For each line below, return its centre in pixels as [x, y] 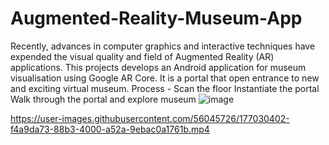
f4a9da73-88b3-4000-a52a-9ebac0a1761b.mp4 [110, 129]
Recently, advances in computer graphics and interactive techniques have [163, 46]
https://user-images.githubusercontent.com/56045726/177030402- [150, 118]
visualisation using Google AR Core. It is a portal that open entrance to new [165, 78]
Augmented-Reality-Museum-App [156, 18]
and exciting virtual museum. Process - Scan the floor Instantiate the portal [165, 88]
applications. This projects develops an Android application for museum [158, 67]
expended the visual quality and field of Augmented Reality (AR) [142, 56]
